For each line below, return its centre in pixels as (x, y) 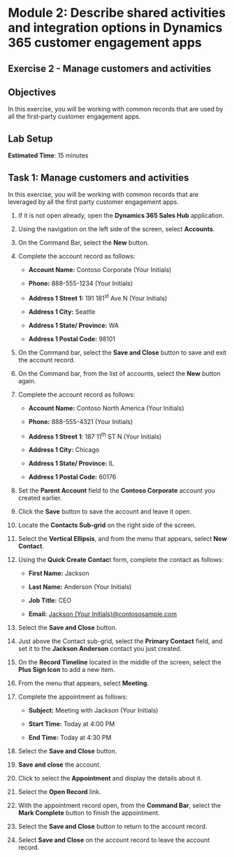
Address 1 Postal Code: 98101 (72, 338)
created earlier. (40, 498)
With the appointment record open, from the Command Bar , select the (119, 805)
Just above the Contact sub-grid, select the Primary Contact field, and (120, 641)
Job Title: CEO (50, 601)
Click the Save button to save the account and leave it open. (105, 512)
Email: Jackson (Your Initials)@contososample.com (103, 614)
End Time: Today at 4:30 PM (70, 738)
